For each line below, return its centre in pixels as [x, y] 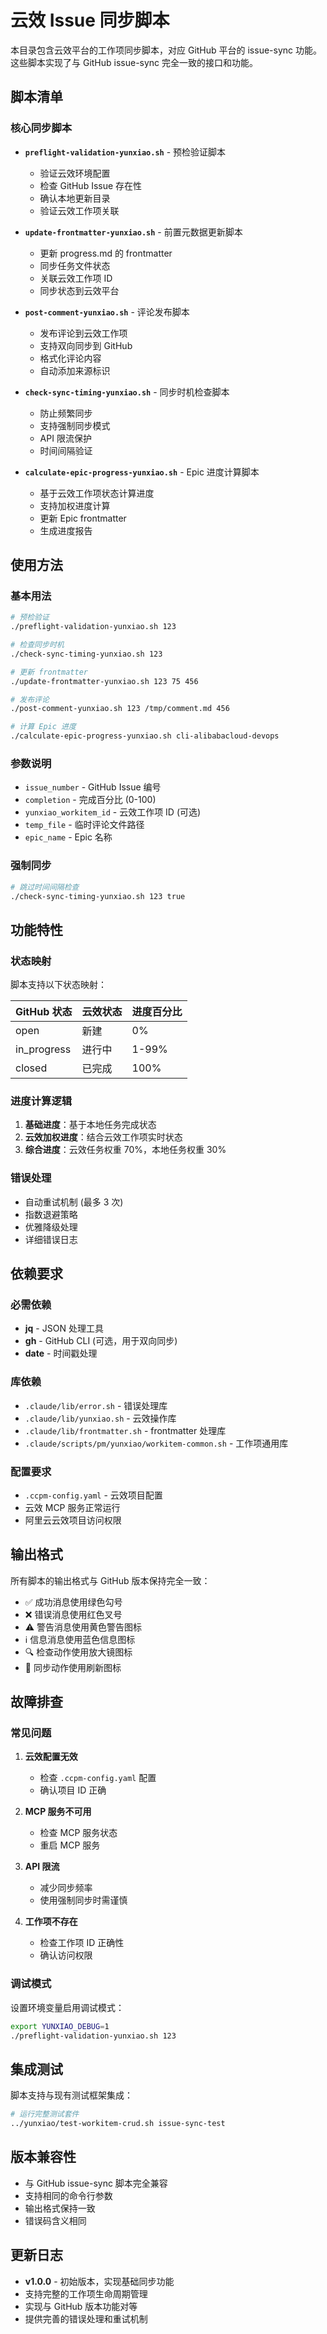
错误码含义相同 [55, 2220]
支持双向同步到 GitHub [86, 345]
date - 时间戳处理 [61, 1353]
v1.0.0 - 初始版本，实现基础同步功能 [99, 2281]
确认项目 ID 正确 [73, 1790]
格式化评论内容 [70, 358]
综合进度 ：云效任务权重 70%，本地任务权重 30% [125, 1150]
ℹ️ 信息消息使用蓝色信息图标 [80, 1639]
